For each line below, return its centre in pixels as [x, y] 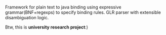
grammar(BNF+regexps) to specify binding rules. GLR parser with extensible [83, 12]
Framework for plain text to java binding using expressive [63, 7]
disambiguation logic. [27, 17]
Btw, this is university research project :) [47, 27]
